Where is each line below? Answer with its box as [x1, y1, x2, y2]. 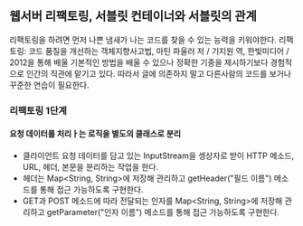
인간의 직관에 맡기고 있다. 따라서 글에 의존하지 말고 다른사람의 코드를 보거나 [25, 68, 292, 79]
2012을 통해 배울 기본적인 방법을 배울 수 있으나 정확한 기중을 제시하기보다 [9, 57, 269, 68]
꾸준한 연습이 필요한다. [9, 80, 90, 90]
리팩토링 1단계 [9, 104, 68, 117]
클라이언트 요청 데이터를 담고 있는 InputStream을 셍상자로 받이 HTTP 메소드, [22, 150, 295, 161]
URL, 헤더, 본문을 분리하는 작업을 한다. [22, 161, 159, 172]
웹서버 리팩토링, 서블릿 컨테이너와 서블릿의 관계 [9, 8, 257, 24]
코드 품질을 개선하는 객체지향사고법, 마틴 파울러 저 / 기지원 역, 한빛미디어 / [28, 45, 289, 56]
